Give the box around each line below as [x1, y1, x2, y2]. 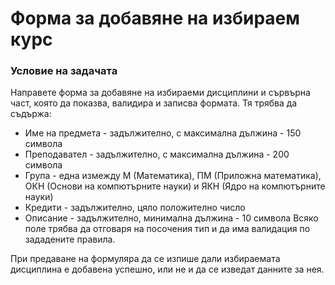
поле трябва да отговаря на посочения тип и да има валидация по [24, 223, 311, 235]
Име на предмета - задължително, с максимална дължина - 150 [24, 127, 302, 139]
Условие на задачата [10, 64, 118, 78]
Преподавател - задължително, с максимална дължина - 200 [24, 148, 290, 161]
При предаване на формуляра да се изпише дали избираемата [10, 253, 281, 265]
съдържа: [10, 108, 52, 120]
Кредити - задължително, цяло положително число [24, 202, 246, 214]
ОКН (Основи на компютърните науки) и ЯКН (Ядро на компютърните [24, 180, 326, 192]
